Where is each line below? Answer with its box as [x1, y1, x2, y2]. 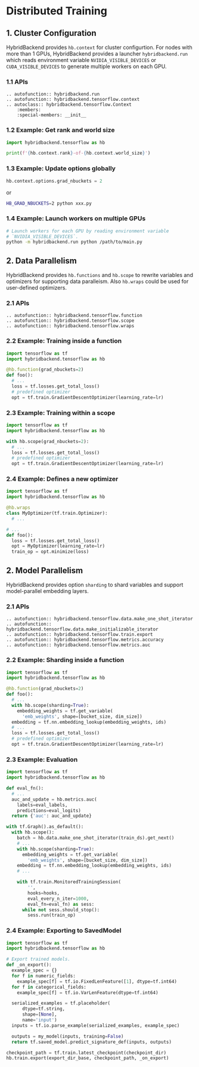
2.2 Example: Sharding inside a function [6, 656, 125, 664]
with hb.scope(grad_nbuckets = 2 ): [6, 438, 89, 444]
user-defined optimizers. [6, 284, 67, 291]
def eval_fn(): [6, 785, 44, 792]
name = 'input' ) [21, 1017, 58, 1023]
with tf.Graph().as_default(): [6, 824, 84, 830]
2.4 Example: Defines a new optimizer [6, 475, 119, 483]
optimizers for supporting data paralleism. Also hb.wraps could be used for [6, 278, 189, 285]
